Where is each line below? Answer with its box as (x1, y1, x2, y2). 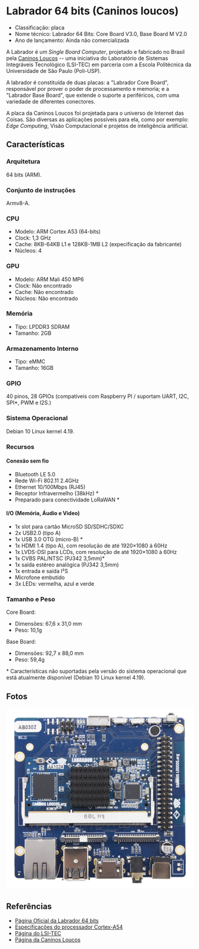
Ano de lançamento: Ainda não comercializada (14, 36, 129, 44)
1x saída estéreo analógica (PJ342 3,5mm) (14, 561, 119, 568)
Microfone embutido (14, 574, 66, 581)
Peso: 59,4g (14, 656, 45, 663)
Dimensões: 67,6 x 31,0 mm (14, 620, 82, 627)
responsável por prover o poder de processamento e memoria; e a (6, 85, 169, 92)
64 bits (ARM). (6, 171, 42, 178)
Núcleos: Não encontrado (14, 295, 79, 302)
